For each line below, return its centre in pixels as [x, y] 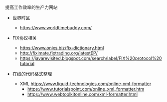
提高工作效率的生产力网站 [31, 7]
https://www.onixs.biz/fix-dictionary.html [62, 48]
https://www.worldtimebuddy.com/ [56, 28]
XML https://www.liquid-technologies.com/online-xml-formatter [85, 84]
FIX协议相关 [25, 38]
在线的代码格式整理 [32, 74]
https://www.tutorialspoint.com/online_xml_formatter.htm [86, 89]
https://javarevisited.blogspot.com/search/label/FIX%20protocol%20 [91, 58]
